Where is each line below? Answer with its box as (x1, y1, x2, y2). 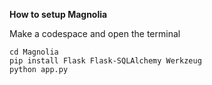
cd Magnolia (9, 47, 59, 57)
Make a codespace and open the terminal (9, 28, 181, 39)
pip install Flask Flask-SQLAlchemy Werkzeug (9, 56, 202, 66)
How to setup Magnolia (9, 9, 108, 20)
